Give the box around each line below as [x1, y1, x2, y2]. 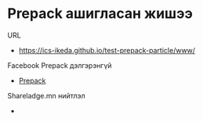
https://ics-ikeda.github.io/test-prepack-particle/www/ [18, 45, 196, 55]
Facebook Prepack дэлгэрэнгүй [7, 60, 112, 70]
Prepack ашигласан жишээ [7, 5, 193, 23]
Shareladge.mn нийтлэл [7, 91, 85, 100]
